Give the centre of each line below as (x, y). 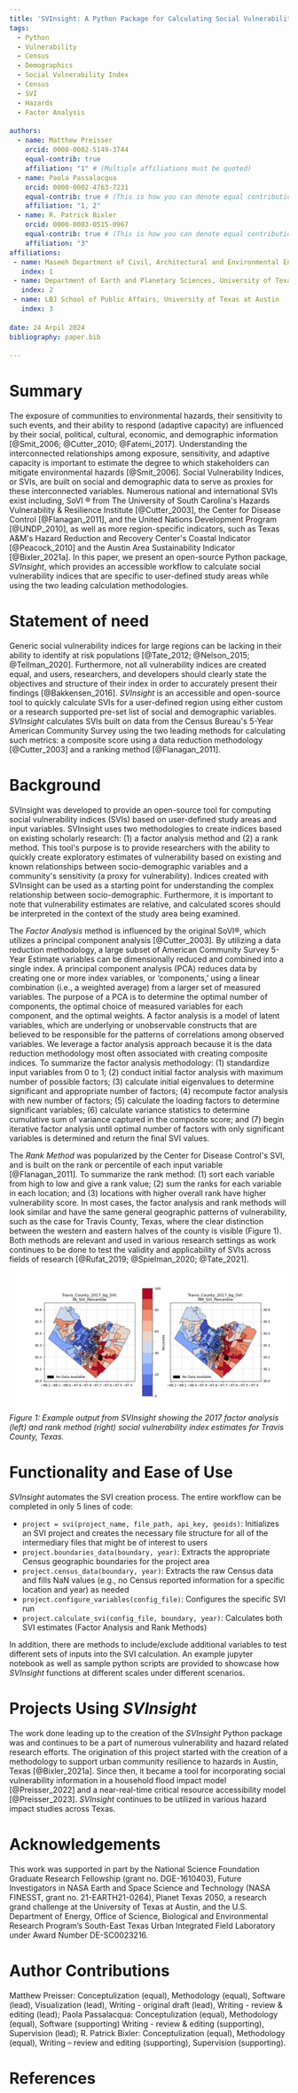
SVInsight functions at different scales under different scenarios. (127, 1673)
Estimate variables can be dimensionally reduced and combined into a (156, 959)
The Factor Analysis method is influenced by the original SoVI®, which (137, 931)
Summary (46, 391)
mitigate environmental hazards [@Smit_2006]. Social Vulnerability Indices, (147, 472)
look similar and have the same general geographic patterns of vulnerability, (148, 1212)
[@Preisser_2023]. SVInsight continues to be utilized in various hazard (138, 1799)
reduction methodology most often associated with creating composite (138, 1054)
